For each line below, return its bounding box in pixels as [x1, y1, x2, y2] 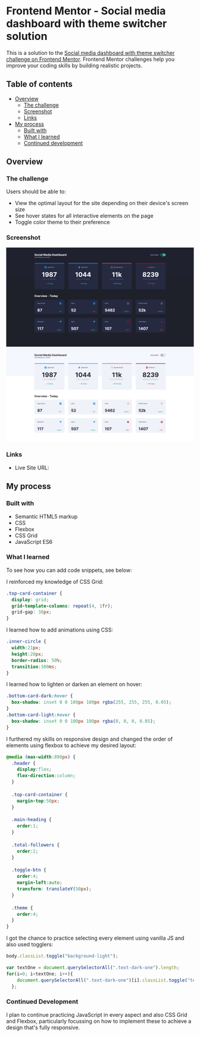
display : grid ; [11, 596, 49, 603]
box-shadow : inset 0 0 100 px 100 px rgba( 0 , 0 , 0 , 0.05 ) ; [11, 718, 156, 724]
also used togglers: [6, 941, 54, 948]
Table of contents [6, 79, 73, 89]
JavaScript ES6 [14, 538, 53, 545]
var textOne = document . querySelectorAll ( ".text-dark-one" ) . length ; [6, 965, 180, 971]
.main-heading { [11, 817, 52, 823]
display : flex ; [17, 766, 52, 773]
